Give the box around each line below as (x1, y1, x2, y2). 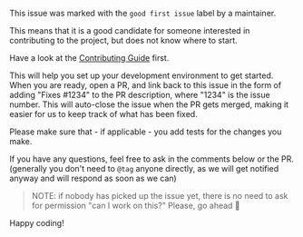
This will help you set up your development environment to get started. (9, 70, 274, 81)
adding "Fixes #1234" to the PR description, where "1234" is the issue (9, 90, 270, 100)
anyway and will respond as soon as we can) (9, 173, 177, 183)
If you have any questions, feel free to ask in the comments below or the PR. (9, 153, 295, 164)
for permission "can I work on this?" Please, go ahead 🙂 (31, 200, 240, 211)
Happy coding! (9, 218, 65, 228)
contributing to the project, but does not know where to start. (9, 35, 238, 45)
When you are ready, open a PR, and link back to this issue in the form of (9, 80, 282, 90)
